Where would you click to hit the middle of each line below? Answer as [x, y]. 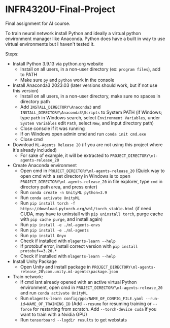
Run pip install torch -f [48, 203]
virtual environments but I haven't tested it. [50, 44]
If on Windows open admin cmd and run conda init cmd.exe [83, 134]
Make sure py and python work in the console [67, 80]
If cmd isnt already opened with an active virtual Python [78, 282]
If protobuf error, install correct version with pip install [79, 246]
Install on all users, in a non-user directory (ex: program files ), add [90, 69]
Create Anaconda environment [45, 165]
